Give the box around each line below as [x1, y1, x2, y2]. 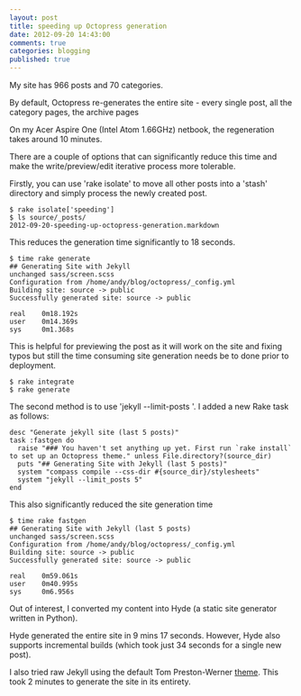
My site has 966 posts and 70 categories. [9, 80, 164, 90]
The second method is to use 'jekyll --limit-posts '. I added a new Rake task [9, 402, 289, 411]
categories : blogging [9, 47, 91, 56]
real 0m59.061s [9, 572, 78, 581]
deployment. [9, 360, 56, 370]
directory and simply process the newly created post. [9, 188, 207, 198]
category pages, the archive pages [9, 107, 140, 117]
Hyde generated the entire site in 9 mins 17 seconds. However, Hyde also [9, 630, 281, 640]
